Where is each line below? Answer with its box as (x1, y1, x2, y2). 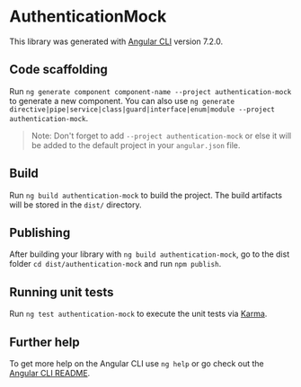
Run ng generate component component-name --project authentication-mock (9, 85, 292, 96)
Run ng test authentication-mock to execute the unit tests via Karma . (9, 308, 268, 320)
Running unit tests (9, 285, 114, 300)
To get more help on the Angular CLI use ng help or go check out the (9, 358, 264, 369)
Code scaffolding (9, 62, 108, 77)
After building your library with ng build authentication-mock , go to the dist (9, 249, 290, 259)
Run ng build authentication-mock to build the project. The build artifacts (9, 189, 283, 200)
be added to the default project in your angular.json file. (31, 139, 241, 150)
